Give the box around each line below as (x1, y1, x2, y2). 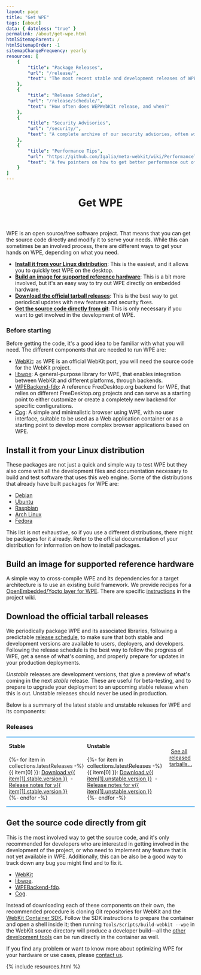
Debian (14, 492, 33, 499)
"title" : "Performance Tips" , (28, 148, 103, 154)
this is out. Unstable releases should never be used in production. (6, 689, 168, 697)
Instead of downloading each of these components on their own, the (6, 901, 175, 909)
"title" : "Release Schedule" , (28, 92, 103, 98)
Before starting (6, 326, 51, 335)
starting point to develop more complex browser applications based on (14, 422, 190, 429)
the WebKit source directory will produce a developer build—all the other (6, 926, 186, 934)
